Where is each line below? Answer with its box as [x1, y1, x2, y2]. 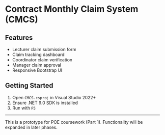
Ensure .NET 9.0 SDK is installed [12, 100, 78, 106]
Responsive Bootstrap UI [12, 67, 63, 73]
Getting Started [5, 81, 54, 90]
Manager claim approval [12, 62, 61, 68]
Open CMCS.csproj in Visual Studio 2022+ [12, 94, 96, 100]
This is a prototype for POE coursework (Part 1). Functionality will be [5, 119, 143, 125]
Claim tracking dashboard [12, 52, 65, 57]
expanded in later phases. [5, 124, 57, 130]
